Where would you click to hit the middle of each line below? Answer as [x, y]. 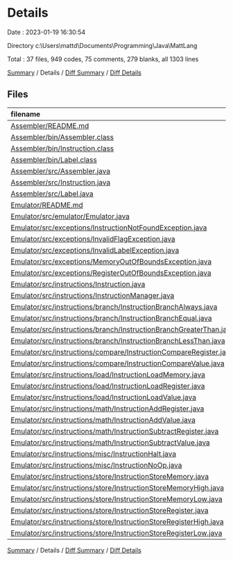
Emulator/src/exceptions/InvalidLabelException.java [95, 250]
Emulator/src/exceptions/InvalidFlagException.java [93, 239]
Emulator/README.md [47, 205]
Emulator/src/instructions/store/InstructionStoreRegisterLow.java [116, 532]
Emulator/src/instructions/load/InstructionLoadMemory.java [108, 374]
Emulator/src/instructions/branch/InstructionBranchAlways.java [114, 306]
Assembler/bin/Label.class [54, 159]
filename [26, 114]
